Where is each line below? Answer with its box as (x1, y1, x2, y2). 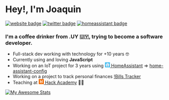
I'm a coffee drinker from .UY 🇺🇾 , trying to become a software (5, 33, 163, 40)
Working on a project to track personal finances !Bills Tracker (12, 74, 141, 80)
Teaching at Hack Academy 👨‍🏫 (12, 80, 84, 86)
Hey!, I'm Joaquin (5, 4, 81, 15)
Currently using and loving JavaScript (12, 57, 93, 63)
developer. (5, 39, 33, 46)
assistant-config (12, 68, 47, 74)
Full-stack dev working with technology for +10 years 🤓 (12, 51, 129, 57)
